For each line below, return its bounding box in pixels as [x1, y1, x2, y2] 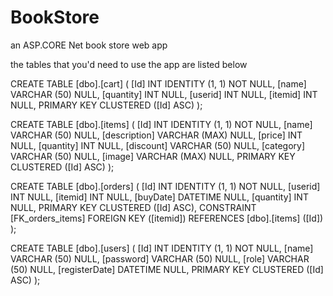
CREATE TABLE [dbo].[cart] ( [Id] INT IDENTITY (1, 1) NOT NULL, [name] [10, 77, 307, 90]
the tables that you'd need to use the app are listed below [10, 58, 248, 70]
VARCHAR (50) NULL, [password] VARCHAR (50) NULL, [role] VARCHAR [10, 252, 310, 265]
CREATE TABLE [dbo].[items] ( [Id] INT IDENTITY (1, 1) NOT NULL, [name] [10, 118, 313, 130]
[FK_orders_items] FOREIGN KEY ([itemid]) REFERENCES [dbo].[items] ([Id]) [10, 212, 324, 224]
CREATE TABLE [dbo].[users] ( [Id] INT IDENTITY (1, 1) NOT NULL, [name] [10, 242, 314, 254]
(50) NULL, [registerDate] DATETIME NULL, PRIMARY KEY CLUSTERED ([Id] [10, 263, 324, 275]
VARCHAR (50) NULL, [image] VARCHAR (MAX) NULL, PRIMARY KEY [10, 150, 296, 162]
